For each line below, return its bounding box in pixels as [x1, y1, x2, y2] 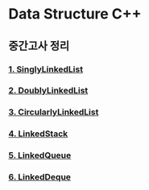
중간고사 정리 [8, 39, 70, 52]
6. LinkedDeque [8, 171, 71, 183]
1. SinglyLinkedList [8, 64, 83, 75]
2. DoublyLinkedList [8, 85, 89, 97]
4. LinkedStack [8, 128, 68, 139]
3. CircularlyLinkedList [8, 106, 99, 118]
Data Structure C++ [8, 5, 143, 23]
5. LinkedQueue [8, 150, 72, 161]
